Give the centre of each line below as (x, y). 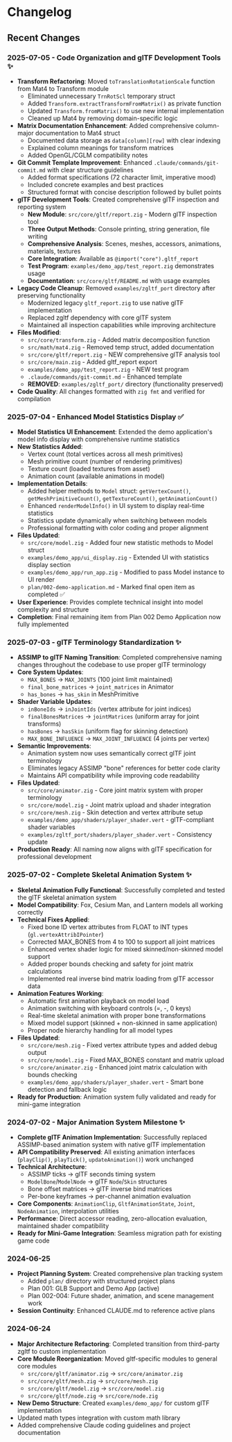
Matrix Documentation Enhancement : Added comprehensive (105, 125)
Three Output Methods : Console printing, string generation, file (118, 229)
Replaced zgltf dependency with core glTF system (99, 318)
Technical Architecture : (52, 1167)
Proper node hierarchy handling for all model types (100, 1030)
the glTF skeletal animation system (67, 897)
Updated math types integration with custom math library (99, 1418)
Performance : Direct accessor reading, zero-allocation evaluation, (112, 1219)
